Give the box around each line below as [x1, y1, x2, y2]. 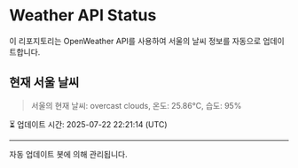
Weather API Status [9, 5, 157, 26]
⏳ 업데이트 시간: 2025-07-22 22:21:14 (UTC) [9, 118, 168, 129]
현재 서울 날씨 [9, 75, 80, 90]
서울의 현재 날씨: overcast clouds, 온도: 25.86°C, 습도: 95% [30, 100, 242, 111]
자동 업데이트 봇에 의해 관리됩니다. [9, 149, 128, 159]
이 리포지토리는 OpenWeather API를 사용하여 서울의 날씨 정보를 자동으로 [9, 35, 262, 46]
